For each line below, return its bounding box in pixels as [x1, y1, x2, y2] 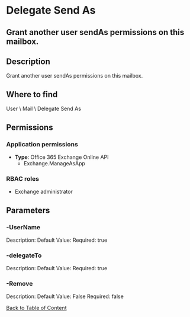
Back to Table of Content [6, 305, 67, 312]
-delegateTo [6, 251, 42, 260]
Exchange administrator [14, 188, 73, 196]
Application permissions [6, 140, 78, 148]
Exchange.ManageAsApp [23, 159, 86, 166]
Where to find [6, 89, 58, 100]
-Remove [6, 280, 33, 288]
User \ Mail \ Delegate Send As [6, 105, 82, 113]
